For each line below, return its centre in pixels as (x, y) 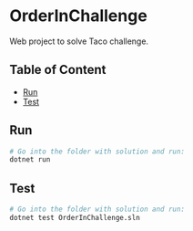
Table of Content (58, 70)
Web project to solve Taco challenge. (79, 41)
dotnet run (30, 160)
